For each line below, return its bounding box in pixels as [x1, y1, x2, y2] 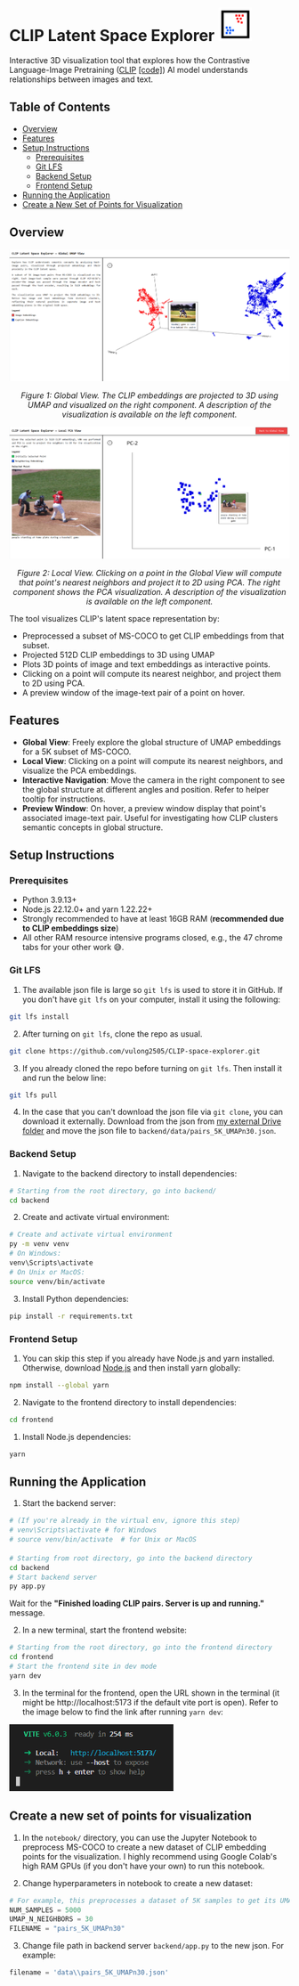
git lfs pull [9, 1090, 58, 1100]
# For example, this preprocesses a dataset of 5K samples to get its [9, 1896, 277, 1905]
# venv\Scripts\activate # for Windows [9, 1526, 158, 1534]
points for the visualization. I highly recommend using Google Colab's [21, 1851, 278, 1861]
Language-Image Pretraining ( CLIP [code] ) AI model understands [9, 64, 248, 75]
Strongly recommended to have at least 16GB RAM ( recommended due [21, 914, 285, 924]
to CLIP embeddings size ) [21, 923, 119, 933]
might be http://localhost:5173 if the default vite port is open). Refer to [21, 1697, 279, 1707]
